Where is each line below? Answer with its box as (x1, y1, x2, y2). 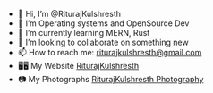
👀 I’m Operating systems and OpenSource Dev (17, 18, 190, 29)
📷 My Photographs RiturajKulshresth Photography (17, 74, 204, 84)
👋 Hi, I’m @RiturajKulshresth (17, 9, 122, 19)
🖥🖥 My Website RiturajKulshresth (17, 61, 140, 71)
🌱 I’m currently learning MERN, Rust (17, 28, 150, 38)
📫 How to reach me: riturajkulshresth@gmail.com (17, 47, 202, 57)
